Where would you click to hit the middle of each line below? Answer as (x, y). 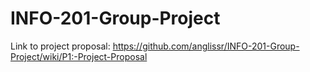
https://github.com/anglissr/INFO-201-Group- (206, 46)
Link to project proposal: (60, 46)
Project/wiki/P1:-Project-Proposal (79, 56)
